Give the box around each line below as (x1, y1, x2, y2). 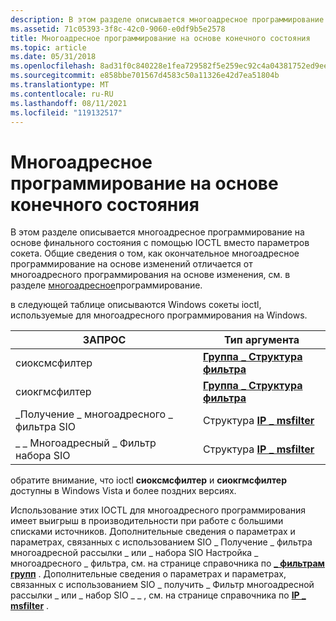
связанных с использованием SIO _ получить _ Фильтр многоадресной (10, 579, 315, 591)
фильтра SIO (15, 420, 77, 434)
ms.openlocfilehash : (10, 61, 97, 71)
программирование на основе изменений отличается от (10, 258, 253, 270)
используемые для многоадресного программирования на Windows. (10, 309, 308, 321)
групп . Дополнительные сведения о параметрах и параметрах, (10, 568, 287, 580)
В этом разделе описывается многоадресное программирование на (10, 226, 305, 238)
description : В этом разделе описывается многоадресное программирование (10, 14, 325, 25)
